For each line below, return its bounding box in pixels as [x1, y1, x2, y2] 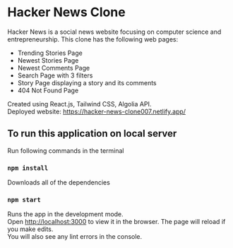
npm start [7, 195, 41, 204]
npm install [7, 163, 49, 172]
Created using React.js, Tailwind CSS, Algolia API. [7, 99, 152, 108]
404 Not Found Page [17, 86, 79, 94]
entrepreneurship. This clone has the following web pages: [7, 35, 179, 43]
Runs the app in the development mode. [7, 210, 124, 218]
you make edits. [7, 225, 54, 233]
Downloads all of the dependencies [7, 178, 111, 187]
